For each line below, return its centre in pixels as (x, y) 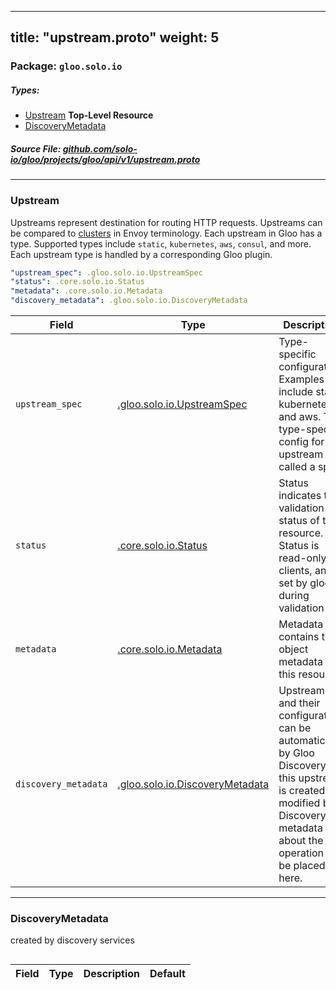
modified (299, 803)
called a (297, 467)
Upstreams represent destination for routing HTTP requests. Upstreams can (166, 222)
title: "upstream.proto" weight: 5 (115, 37)
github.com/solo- (100, 148)
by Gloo (296, 753)
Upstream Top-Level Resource (89, 115)
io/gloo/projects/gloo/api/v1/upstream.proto (105, 159)
